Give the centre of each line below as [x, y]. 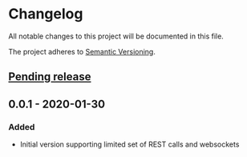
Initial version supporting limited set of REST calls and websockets [130, 144]
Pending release [50, 77]
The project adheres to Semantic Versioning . [82, 51]
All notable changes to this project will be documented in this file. [116, 36]
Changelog [46, 14]
